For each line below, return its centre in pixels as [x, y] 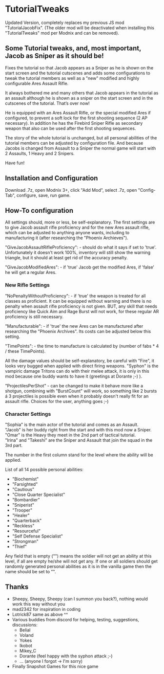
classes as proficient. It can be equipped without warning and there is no [78, 301]
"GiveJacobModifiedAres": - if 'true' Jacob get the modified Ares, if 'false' [80, 267]
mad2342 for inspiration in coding [46, 609]
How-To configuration [39, 211]
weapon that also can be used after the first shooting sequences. [71, 128]
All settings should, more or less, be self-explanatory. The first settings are [80, 222]
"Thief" [19, 546]
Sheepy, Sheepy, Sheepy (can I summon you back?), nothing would [80, 599]
